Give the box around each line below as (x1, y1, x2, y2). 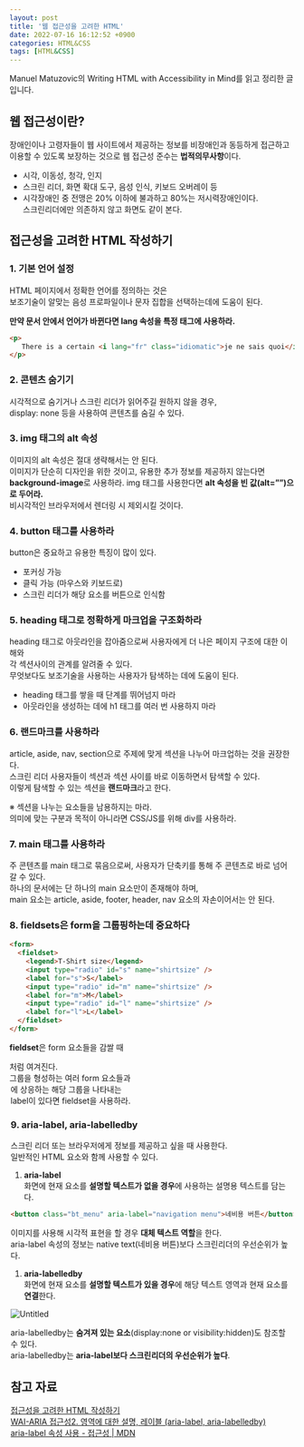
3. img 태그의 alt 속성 (9, 432, 98, 445)
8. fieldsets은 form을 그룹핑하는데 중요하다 (9, 918, 190, 931)
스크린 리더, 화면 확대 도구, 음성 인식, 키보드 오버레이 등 (22, 181, 218, 191)
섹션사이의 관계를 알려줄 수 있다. (18, 659, 133, 670)
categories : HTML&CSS (9, 38, 91, 48)
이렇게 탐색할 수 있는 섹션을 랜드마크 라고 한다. (9, 782, 172, 793)
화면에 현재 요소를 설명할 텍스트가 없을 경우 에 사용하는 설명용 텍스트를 (24, 1180, 270, 1191)
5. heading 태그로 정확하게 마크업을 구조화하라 (9, 614, 202, 627)
